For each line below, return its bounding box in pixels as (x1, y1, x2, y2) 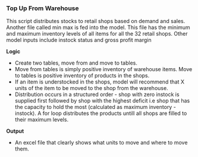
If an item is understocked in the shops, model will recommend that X (14, 78, 185, 85)
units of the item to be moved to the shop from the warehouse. (14, 85, 168, 92)
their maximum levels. (14, 116, 69, 123)
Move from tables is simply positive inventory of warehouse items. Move (14, 66, 193, 73)
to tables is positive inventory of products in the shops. (14, 72, 150, 79)
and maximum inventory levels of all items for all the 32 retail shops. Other (6, 30, 188, 37)
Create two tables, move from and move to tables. (14, 59, 138, 66)
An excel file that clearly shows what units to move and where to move (14, 139, 188, 146)
